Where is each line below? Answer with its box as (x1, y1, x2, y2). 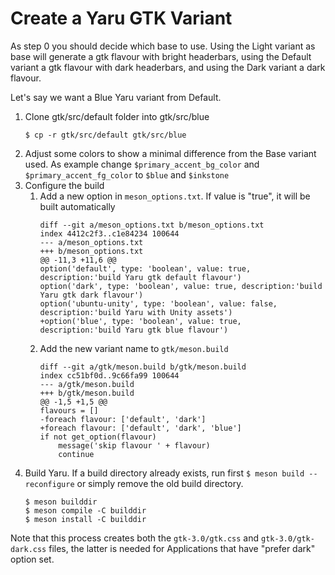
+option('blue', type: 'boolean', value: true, (39, 316, 242, 326)
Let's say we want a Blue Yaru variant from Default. (10, 91, 222, 103)
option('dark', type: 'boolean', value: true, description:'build (39, 281, 323, 291)
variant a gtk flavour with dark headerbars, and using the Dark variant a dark (10, 61, 326, 73)
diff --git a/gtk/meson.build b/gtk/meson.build (39, 362, 247, 372)
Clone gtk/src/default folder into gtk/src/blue (24, 110, 210, 122)
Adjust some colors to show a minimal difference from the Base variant (24, 147, 317, 159)
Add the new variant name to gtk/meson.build (39, 342, 229, 354)
